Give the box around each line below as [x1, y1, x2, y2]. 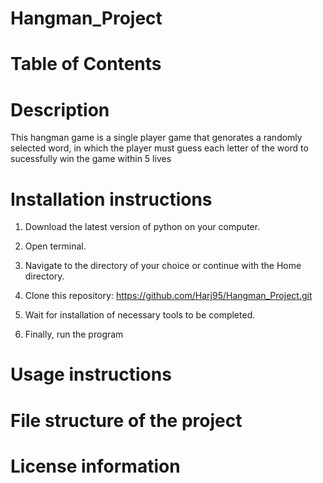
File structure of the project [10, 409, 243, 432]
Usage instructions [10, 363, 172, 386]
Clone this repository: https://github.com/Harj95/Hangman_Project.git [24, 290, 313, 302]
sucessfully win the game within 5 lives [10, 153, 172, 165]
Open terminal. [24, 240, 87, 252]
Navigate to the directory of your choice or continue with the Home [24, 260, 302, 272]
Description [10, 98, 110, 121]
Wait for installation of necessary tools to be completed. [24, 309, 256, 321]
